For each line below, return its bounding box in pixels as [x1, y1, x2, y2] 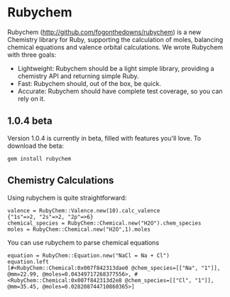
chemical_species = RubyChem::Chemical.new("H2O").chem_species [7, 220, 202, 227]
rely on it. [17, 94, 45, 103]
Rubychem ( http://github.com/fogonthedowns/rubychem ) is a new [7, 28, 202, 36]
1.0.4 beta [7, 115, 53, 127]
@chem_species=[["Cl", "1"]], [124, 276, 214, 284]
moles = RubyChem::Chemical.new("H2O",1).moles [7, 225, 151, 233]
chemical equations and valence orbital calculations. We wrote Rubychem [7, 43, 224, 51]
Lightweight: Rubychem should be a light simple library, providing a [17, 64, 214, 72]
